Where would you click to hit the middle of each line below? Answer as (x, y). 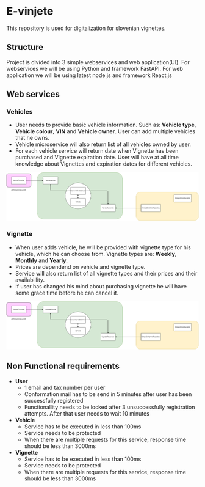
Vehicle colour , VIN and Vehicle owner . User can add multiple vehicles (105, 131)
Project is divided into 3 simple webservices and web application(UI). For (98, 62)
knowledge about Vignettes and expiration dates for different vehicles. (103, 164)
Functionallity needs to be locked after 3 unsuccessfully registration (110, 407)
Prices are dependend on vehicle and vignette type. (80, 266)
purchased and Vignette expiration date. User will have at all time (97, 158)
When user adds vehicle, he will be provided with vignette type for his (103, 247)
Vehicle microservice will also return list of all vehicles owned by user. (103, 144)
